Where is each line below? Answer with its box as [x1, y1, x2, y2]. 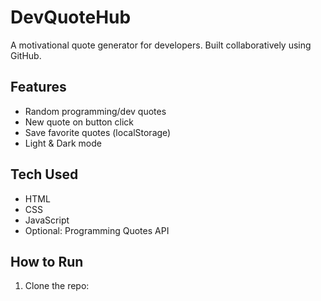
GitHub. [10, 49, 42, 61]
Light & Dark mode [24, 137, 102, 149]
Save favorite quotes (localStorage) [24, 126, 172, 138]
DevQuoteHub [10, 6, 132, 29]
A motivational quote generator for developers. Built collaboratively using [10, 39, 312, 51]
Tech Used [10, 166, 79, 183]
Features [10, 79, 67, 96]
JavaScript [24, 214, 70, 226]
